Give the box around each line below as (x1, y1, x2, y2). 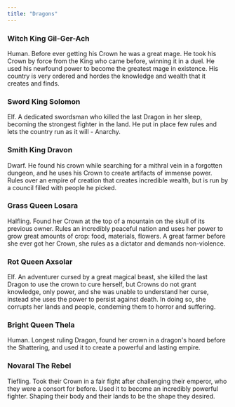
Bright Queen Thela (7, 320, 75, 330)
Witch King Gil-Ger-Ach (7, 33, 90, 43)
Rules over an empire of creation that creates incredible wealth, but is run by (7, 176, 229, 185)
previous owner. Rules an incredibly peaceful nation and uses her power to (7, 224, 224, 232)
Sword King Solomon (7, 96, 81, 106)
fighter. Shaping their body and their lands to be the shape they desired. (7, 392, 215, 400)
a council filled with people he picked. (7, 183, 117, 192)
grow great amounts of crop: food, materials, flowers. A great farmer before (7, 232, 226, 240)
